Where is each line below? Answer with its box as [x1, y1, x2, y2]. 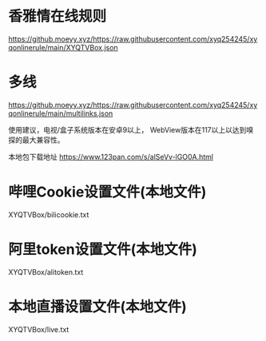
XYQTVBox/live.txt [8, 324, 69, 334]
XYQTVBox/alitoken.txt [8, 267, 84, 276]
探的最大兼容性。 [8, 135, 65, 145]
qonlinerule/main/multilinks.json [8, 109, 113, 118]
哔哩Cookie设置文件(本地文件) [8, 183, 207, 201]
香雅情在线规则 [8, 7, 107, 26]
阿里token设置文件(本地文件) [8, 240, 197, 258]
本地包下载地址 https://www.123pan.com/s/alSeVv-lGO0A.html [8, 152, 214, 161]
